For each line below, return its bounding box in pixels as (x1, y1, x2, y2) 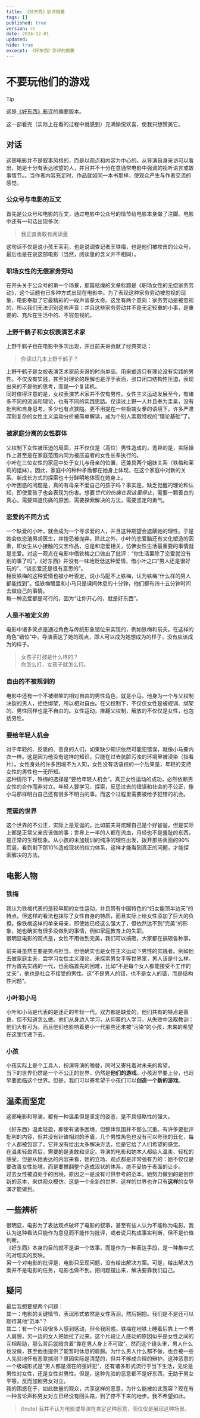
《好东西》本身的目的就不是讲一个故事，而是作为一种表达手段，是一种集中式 (6, 1244, 194, 1251)
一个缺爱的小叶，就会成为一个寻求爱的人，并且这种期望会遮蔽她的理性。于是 (6, 527, 194, 534)
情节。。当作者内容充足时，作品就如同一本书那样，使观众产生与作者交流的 (11, 172, 192, 179)
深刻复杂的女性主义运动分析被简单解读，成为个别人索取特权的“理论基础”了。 (6, 413, 193, 420)
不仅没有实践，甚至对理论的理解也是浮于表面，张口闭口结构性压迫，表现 (16, 375, 194, 383)
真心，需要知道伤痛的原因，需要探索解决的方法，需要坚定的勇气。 (6, 496, 168, 503)
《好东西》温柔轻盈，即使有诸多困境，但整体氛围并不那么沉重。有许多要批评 (6, 1126, 194, 1133)
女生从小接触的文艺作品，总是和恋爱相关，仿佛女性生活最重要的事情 (21, 542, 189, 549)
